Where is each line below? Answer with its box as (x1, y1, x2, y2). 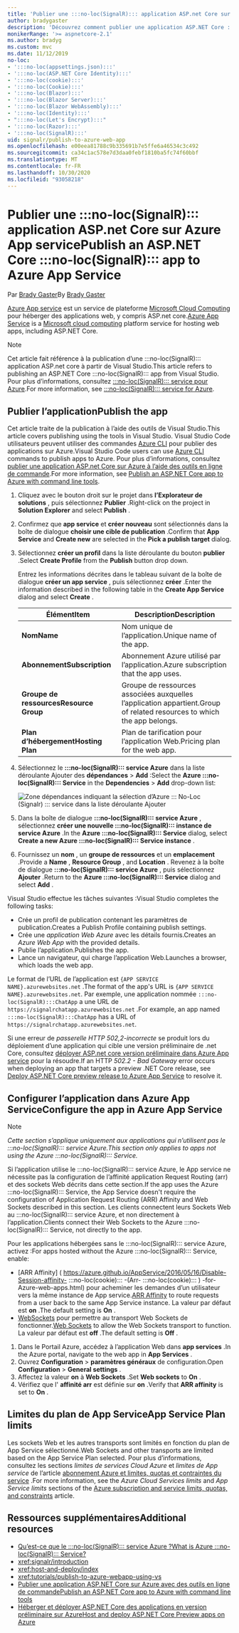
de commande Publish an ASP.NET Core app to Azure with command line (17, 1587, 231, 1596)
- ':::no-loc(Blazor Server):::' (7, 97, 107, 104)
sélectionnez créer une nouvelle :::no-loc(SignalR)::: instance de (17, 821, 212, 830)
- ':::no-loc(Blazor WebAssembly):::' (7, 103, 122, 110)
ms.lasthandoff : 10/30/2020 (7, 169, 91, 176)
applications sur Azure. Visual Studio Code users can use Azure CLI (7, 447, 204, 455)
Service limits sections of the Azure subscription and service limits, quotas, (7, 1484, 228, 1492)
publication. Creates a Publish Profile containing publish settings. (17, 923, 207, 932)
